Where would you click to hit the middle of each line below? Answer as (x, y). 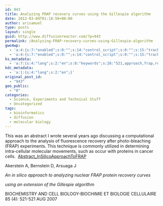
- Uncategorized (26, 104)
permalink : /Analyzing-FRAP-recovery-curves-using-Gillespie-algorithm (79, 41)
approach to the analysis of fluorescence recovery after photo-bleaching (78, 141)
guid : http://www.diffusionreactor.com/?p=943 (53, 37)
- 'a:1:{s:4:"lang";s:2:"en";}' (42, 73)
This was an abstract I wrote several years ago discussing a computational (80, 135)
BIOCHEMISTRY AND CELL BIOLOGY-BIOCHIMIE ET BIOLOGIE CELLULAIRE (81, 193)
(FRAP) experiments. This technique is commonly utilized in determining (77, 146)
